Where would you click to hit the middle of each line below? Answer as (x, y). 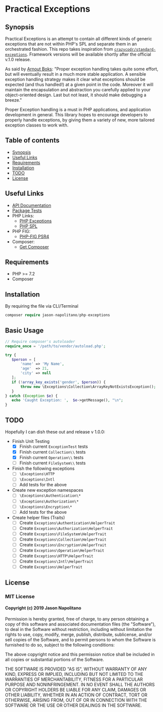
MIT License (20, 596)
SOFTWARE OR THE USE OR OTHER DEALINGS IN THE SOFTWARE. (73, 705)
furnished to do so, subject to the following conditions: (60, 645)
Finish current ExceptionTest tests (54, 446)
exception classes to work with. (37, 125)
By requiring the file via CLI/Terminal (42, 306)
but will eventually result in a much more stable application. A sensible (76, 74)
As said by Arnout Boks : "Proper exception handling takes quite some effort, (82, 69)
